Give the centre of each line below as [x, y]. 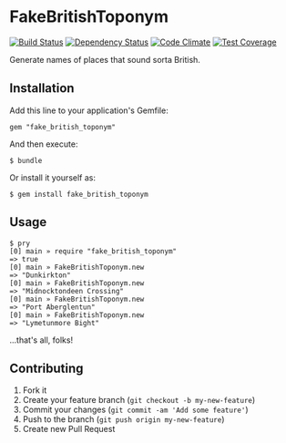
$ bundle [26, 160]
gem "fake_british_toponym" [63, 127]
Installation [42, 88]
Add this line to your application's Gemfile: [89, 110]
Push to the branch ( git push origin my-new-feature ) [123, 419]
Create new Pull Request [69, 429]
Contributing [46, 368]
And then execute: [44, 144]
